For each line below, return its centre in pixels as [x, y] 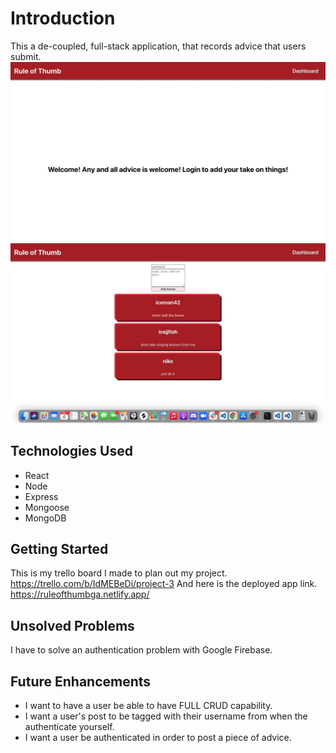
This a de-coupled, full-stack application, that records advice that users [158, 46]
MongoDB [45, 518]
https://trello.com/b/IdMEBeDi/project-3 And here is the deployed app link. [164, 584]
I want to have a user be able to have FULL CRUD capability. [148, 706]
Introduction [63, 18]
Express [41, 496]
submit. [26, 56]
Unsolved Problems [72, 625]
